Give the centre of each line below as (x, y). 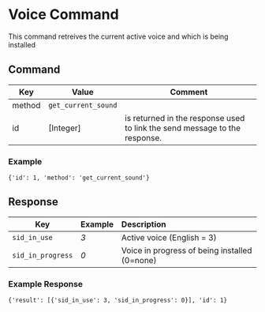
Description (144, 224)
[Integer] (65, 128)
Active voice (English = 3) (169, 237)
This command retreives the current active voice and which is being (118, 36)
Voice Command (64, 15)
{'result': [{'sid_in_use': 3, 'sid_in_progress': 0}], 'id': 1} (118, 301)
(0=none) (139, 260)
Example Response (46, 284)
